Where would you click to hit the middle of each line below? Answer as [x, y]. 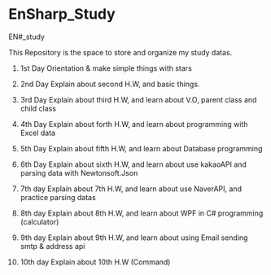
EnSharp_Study [62, 14]
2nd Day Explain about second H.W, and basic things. [110, 84]
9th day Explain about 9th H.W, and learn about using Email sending [134, 238]
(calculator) [39, 221]
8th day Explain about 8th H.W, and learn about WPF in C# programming [142, 213]
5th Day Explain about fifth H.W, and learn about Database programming [141, 148]
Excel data [37, 133]
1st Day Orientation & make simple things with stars [106, 68]
